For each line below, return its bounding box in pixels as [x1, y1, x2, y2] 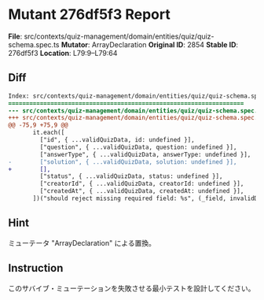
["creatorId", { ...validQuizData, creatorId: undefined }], [39, 180, 244, 188]
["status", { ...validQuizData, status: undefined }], [39, 172, 223, 180]
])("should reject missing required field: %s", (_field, [32, 194, 226, 202]
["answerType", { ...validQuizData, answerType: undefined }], [39, 150, 251, 158]
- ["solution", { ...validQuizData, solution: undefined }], [8, 157, 237, 166]
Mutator [60, 39, 89, 49]
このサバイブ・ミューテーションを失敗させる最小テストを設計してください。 [8, 283, 255, 293]
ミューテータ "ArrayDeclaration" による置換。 [8, 238, 156, 247]
